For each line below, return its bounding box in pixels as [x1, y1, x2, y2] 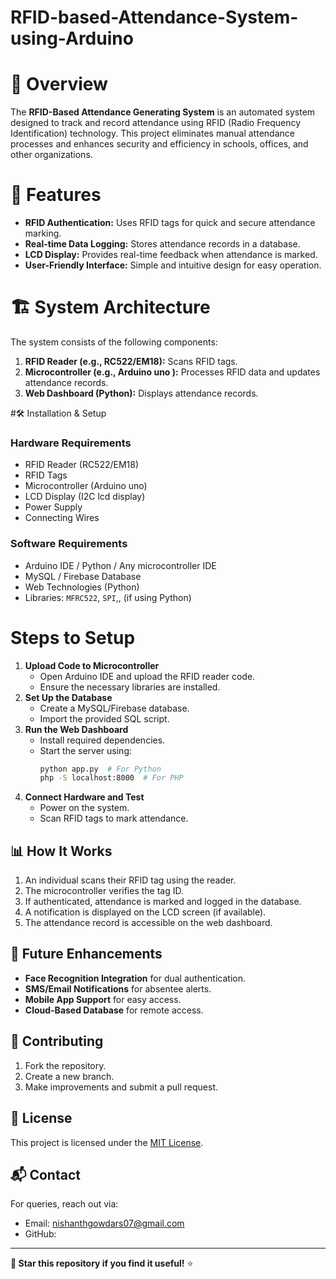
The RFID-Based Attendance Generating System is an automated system [10, 106, 316, 118]
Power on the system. [39, 802, 130, 814]
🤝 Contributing [10, 1033, 104, 1050]
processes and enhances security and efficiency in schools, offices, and [10, 138, 309, 150]
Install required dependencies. [39, 734, 166, 746]
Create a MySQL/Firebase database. [39, 702, 190, 714]
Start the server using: [39, 744, 133, 756]
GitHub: [24, 1228, 57, 1240]
